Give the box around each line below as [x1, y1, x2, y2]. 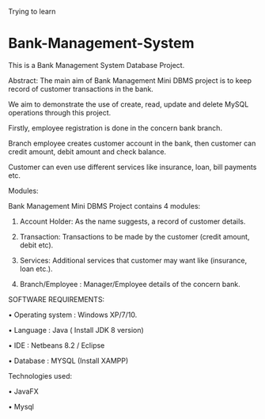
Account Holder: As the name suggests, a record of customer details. [19, 217, 246, 226]
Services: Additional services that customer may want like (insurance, [19, 255, 248, 265]
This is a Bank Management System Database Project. [8, 60, 185, 70]
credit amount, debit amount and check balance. [8, 146, 167, 157]
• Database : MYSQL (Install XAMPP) [8, 356, 129, 365]
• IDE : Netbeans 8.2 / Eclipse [8, 340, 105, 350]
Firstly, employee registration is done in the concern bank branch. [8, 123, 223, 133]
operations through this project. [8, 108, 112, 117]
